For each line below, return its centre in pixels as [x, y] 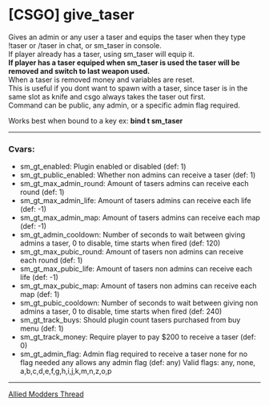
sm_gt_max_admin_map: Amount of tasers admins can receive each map [140, 217]
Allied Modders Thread [46, 394]
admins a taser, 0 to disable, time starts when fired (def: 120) [120, 243]
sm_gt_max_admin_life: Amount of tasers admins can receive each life [135, 201]
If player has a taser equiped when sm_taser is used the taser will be [124, 63]
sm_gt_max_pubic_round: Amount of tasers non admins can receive [132, 252]
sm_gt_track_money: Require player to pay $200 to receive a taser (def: [138, 337]
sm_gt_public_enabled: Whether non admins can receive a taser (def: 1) [138, 175]
